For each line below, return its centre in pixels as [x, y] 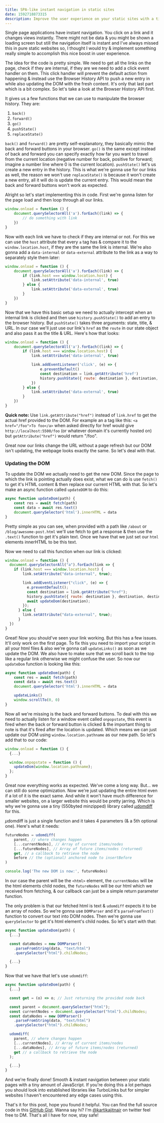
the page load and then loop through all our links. [54, 200]
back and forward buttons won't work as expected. [57, 185]
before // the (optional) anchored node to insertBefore [73, 858]
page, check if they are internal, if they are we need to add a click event [77, 68]
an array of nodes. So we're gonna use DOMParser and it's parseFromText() [80, 911]
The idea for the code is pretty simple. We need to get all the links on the [78, 63]
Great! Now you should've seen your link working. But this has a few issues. [81, 638]
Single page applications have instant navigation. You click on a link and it [79, 33]
